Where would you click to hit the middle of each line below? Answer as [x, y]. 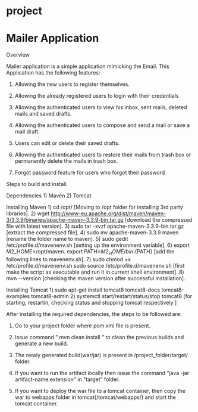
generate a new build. [41, 343]
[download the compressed [158, 220]
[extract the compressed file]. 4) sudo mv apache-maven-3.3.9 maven [92, 233]
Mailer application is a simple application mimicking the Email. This [88, 66]
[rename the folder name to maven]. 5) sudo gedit [67, 239]
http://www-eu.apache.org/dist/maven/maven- [108, 213]
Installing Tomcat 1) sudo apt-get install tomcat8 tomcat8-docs [83, 290]
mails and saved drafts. [43, 114]
